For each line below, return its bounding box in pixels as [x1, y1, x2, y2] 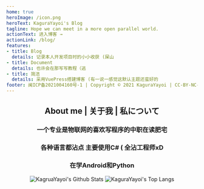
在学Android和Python [69, 161, 135, 170]
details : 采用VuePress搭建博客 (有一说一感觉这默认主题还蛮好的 [12, 76, 159, 82]
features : [6, 43, 32, 49]
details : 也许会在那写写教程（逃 [12, 65, 86, 71]
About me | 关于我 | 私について [44, 106, 160, 116]
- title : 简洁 [6, 71, 41, 77]
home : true [6, 8, 34, 15]
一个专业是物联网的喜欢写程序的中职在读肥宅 [36, 125, 168, 134]
